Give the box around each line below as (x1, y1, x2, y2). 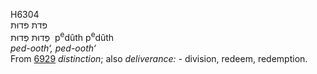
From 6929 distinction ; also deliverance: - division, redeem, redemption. (10, 52, 308, 64)
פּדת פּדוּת (10, 19, 48, 31)
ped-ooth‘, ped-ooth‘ (10, 42, 97, 54)
